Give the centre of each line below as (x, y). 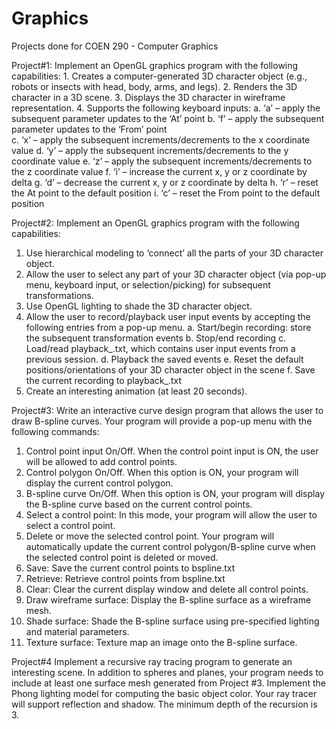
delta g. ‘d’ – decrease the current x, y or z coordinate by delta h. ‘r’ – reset (165, 182)
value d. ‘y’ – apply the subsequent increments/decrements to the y (150, 150)
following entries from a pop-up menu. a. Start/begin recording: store (168, 327)
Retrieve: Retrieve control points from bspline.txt (125, 578)
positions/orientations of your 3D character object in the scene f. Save (170, 369)
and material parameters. (77, 631)
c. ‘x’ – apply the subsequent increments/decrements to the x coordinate (161, 139)
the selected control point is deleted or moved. (122, 557)
